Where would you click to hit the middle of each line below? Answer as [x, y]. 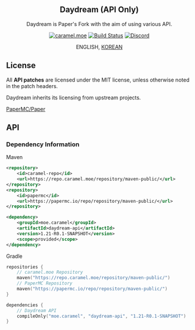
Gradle [14, 256]
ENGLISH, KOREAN [99, 47]
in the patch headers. [32, 86]
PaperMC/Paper [26, 109]
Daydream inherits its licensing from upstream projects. [74, 98]
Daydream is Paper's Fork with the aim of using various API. [99, 24]
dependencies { [25, 305]
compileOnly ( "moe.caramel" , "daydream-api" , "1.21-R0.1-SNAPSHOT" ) [101, 316]
